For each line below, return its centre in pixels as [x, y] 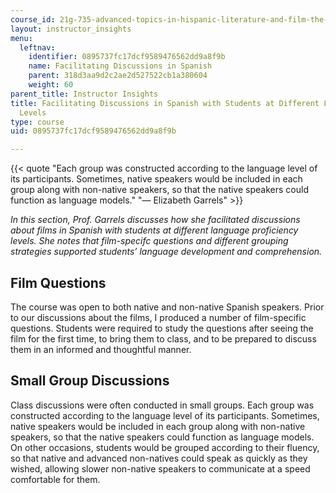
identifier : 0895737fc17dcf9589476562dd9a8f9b [127, 57]
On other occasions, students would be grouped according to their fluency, [165, 447]
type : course [37, 122]
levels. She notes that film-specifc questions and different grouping [149, 241]
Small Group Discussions [90, 381]
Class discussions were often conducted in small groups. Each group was [162, 405]
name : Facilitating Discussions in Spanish [120, 66]
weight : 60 [51, 85]
